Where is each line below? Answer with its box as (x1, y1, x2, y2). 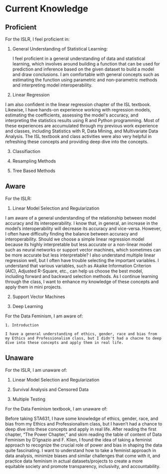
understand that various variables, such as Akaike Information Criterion (5, 262, 152, 268)
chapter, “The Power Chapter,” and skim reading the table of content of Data (5, 431, 162, 437)
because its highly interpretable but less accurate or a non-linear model (5, 241, 152, 247)
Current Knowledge (5, 3, 88, 14)
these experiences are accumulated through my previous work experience (5, 123, 158, 128)
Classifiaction (12, 148, 41, 154)
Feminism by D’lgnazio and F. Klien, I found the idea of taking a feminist (5, 436, 152, 442)
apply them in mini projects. (5, 283, 62, 290)
